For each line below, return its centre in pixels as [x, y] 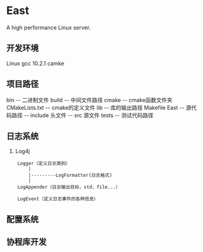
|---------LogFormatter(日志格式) [70, 175]
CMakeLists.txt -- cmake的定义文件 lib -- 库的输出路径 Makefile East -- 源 [99, 107]
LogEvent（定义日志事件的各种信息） [58, 199]
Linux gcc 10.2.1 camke [35, 63]
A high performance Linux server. [49, 27]
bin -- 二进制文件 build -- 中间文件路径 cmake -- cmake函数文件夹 [89, 100]
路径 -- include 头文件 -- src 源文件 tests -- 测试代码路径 [83, 115]
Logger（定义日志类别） [44, 164]
